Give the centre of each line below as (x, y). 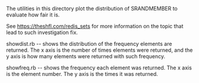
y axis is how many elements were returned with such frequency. (86, 56)
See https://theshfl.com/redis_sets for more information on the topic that (95, 26)
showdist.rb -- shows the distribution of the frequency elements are (89, 44)
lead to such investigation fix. (42, 32)
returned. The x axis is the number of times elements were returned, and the (99, 50)
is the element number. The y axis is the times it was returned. (82, 74)
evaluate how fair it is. (33, 15)
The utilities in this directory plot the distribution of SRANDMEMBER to (92, 9)
